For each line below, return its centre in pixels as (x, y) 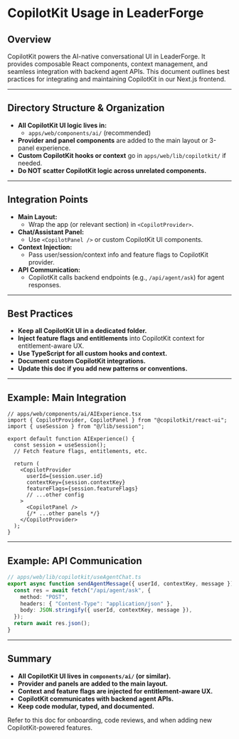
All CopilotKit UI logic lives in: (62, 125)
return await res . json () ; (52, 624)
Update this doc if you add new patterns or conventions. (102, 368)
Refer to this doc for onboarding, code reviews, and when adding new (110, 720)
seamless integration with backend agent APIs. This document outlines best (118, 71)
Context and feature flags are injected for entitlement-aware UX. (115, 691)
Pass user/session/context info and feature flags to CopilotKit (118, 255)
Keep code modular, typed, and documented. (86, 706)
